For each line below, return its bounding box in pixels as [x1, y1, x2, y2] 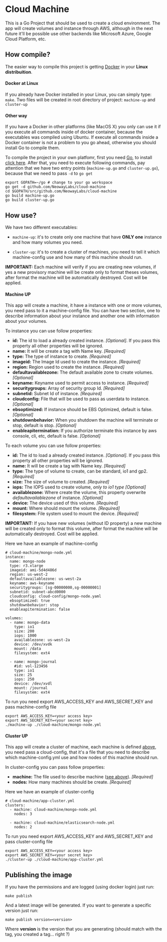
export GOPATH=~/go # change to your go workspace [5, 180, 113, 185]
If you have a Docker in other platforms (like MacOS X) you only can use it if [5, 124, 161, 130]
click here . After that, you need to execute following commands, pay [5, 160, 146, 166]
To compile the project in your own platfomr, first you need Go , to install [5, 155, 153, 161]
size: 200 [14, 629, 35, 634]
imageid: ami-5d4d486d [9, 568, 57, 573]
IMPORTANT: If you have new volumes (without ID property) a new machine [5, 520, 162, 526]
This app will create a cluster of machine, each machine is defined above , [5, 744, 157, 750]
